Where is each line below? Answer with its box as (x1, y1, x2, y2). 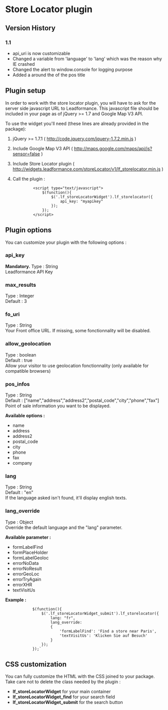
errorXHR (12, 582, 33, 588)
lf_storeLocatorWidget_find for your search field (12, 694, 115, 700)
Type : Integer (5, 293, 34, 299)
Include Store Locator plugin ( (12, 160, 75, 166)
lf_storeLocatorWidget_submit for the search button (12, 699, 123, 705)
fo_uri (5, 311, 20, 318)
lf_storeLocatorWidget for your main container (12, 689, 111, 695)
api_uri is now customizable (12, 50, 71, 56)
